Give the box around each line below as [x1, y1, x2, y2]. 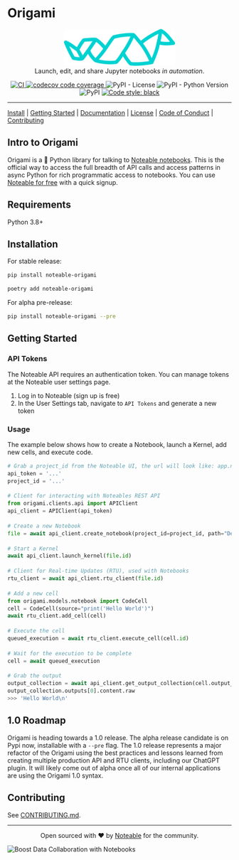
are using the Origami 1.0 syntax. [7, 771, 104, 780]
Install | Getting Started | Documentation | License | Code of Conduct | [7, 108, 213, 117]
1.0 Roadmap [7, 714, 66, 726]
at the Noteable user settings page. [7, 377, 111, 386]
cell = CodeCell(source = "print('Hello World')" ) [7, 605, 154, 612]
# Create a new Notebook [7, 522, 81, 530]
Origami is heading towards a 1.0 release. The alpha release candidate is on [7, 733, 229, 742]
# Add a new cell [7, 590, 59, 597]
